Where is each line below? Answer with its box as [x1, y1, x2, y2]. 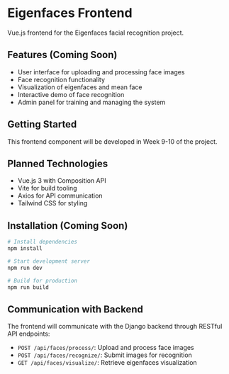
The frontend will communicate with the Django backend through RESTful [7, 322, 223, 331]
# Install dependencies [7, 239, 78, 246]
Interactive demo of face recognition [17, 90, 125, 98]
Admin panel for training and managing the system [17, 98, 166, 106]
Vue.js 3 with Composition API [17, 176, 106, 185]
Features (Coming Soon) [7, 49, 118, 61]
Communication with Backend [7, 303, 143, 315]
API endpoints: [7, 329, 50, 338]
